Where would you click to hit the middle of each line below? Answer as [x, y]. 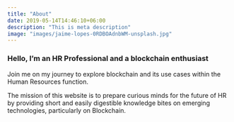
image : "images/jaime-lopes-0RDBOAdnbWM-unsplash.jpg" [90, 34]
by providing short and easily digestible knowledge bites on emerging [109, 103]
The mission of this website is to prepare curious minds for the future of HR [117, 95]
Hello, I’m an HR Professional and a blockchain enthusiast [108, 59]
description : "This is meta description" [69, 27]
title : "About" [30, 14]
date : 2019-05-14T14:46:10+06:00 [57, 21]
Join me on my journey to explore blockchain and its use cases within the [114, 74]
